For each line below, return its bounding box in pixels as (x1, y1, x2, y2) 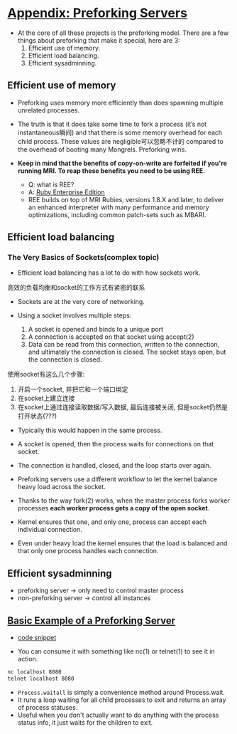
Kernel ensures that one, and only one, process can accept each (17, 518, 207, 526)
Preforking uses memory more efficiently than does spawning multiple (17, 98, 224, 107)
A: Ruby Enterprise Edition (28, 187, 105, 196)
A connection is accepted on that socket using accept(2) (28, 332, 194, 341)
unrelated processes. (17, 105, 80, 115)
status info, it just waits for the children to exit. (17, 718, 153, 727)
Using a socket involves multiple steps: (17, 311, 132, 320)
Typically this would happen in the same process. (17, 426, 162, 435)
